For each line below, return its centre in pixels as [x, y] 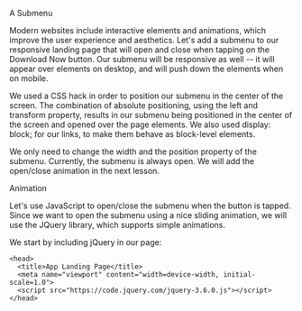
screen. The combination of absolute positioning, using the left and [134, 105]
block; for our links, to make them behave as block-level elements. [133, 134]
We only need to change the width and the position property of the [133, 151]
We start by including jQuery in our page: [86, 242]
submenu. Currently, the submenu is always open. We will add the [132, 161]
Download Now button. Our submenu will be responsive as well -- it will [142, 59]
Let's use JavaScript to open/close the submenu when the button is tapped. [150, 206]
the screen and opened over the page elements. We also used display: [140, 124]
